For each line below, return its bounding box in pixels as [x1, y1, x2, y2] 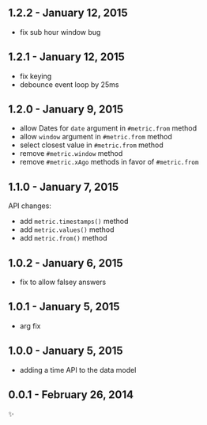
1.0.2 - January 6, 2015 [8, 256, 124, 270]
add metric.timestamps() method [19, 217, 129, 226]
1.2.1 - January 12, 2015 [8, 51, 125, 64]
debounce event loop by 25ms [19, 79, 119, 89]
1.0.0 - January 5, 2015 [8, 344, 124, 358]
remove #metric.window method [19, 149, 123, 158]
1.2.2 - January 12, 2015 [8, 6, 128, 20]
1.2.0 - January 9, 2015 [8, 103, 124, 116]
